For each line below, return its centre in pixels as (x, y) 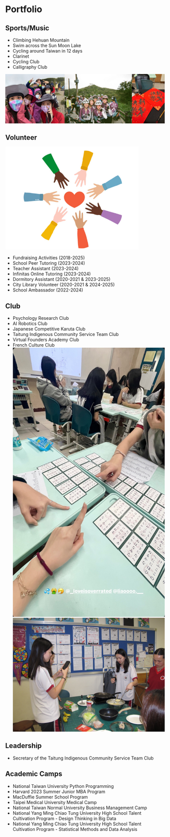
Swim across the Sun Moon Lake (47, 46)
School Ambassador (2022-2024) (48, 290)
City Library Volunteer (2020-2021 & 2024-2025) (63, 285)
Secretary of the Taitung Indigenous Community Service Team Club (83, 758)
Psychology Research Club (41, 318)
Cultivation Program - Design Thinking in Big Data (64, 818)
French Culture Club (33, 345)
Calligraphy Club (30, 67)
